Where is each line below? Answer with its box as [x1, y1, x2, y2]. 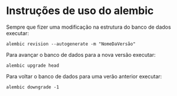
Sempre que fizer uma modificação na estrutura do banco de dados [6, 23, 171, 30]
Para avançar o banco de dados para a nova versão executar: [6, 51, 156, 58]
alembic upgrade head [6, 63, 60, 68]
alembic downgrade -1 [6, 84, 60, 90]
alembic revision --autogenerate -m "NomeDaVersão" [6, 41, 136, 47]
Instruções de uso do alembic [6, 4, 154, 18]
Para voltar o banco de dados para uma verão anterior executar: [6, 73, 162, 80]
